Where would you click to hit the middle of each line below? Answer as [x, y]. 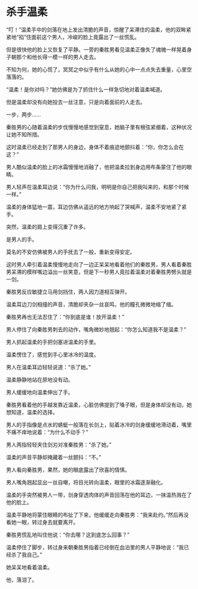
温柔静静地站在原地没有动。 [40, 379]
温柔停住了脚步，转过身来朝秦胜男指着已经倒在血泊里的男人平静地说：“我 [95, 547]
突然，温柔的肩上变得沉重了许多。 [47, 227]
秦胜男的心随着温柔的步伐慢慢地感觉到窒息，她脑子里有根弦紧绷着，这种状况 [99, 127]
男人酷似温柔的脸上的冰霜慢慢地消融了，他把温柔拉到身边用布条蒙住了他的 [96, 167]
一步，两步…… [24, 114]
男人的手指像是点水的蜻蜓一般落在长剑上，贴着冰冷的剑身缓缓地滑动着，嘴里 [99, 424]
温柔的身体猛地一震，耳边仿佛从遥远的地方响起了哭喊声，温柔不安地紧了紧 [96, 207]
